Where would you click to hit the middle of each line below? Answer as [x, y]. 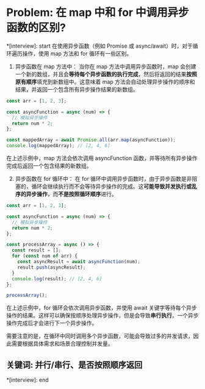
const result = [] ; [37, 250]
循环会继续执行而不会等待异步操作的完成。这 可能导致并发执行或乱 [114, 186]
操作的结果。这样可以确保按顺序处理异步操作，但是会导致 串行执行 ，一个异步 [103, 316]
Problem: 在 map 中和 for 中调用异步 [98, 13]
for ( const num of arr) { [45, 256]
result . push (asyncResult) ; [52, 267]
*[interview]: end [27, 380]
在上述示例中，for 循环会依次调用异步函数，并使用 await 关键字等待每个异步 [102, 308]
